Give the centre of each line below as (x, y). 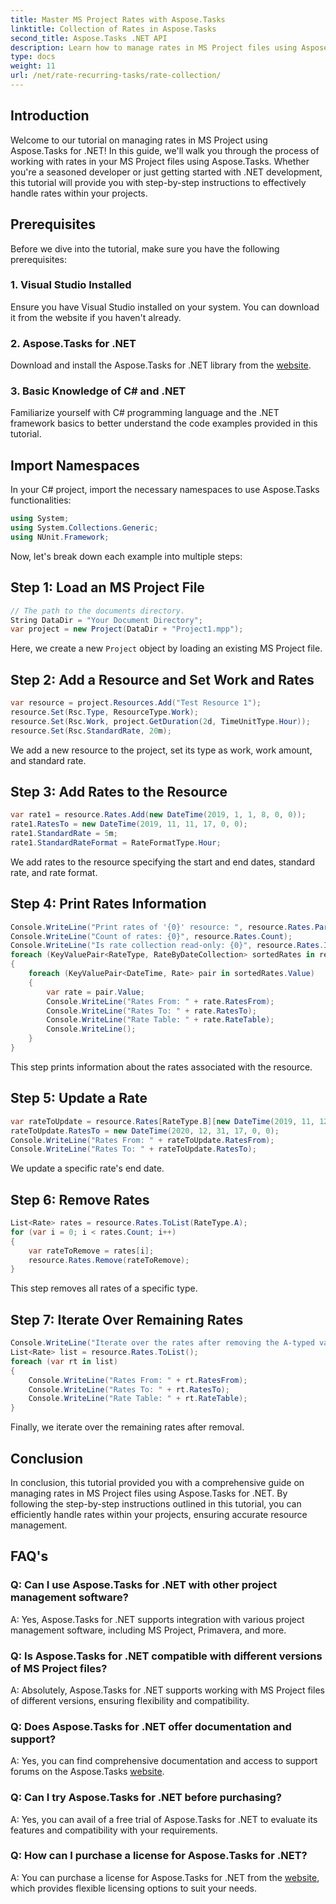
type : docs (33, 57)
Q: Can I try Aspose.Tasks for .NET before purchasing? (146, 1798)
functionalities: (41, 500)
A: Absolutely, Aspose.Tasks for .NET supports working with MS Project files (167, 1690)
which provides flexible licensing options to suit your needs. (134, 1888)
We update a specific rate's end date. (87, 1168)
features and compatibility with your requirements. (114, 1830)
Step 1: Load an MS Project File (107, 587)
